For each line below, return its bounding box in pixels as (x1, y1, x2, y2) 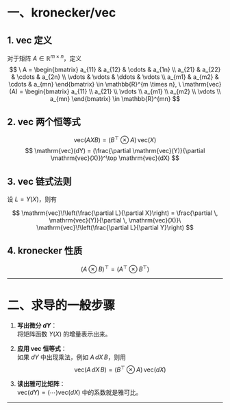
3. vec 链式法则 (7, 175, 72, 187)
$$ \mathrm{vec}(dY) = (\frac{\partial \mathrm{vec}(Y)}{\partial (25, 147, 205, 155)
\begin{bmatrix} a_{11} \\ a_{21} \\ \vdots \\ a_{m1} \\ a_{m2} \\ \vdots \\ (25, 87, 221, 95)
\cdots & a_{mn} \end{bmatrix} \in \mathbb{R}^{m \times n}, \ (8, 80, 181, 88)
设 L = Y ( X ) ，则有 (7, 195, 57, 203)
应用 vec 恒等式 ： (16, 345, 67, 353)
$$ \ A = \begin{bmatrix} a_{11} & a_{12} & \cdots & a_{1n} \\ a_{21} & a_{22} (9, 65, 221, 73)
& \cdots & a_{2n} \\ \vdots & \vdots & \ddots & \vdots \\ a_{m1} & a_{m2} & (11, 72, 219, 81)
